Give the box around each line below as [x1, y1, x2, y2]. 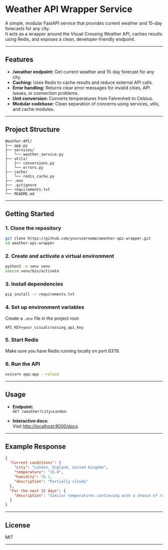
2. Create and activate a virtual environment [5, 252, 114, 259]
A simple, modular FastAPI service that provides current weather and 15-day [5, 20, 162, 26]
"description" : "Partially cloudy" [14, 479, 88, 484]
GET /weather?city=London [12, 409, 66, 414]
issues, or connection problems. [12, 90, 79, 96]
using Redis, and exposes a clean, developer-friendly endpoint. [5, 36, 136, 42]
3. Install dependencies [5, 280, 63, 287]
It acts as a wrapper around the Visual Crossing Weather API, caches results [5, 31, 162, 37]
